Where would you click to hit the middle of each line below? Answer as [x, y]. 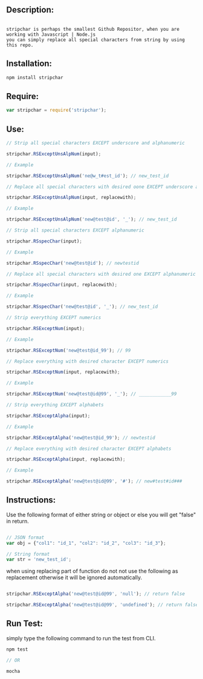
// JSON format [25, 538]
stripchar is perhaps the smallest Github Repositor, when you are [93, 29]
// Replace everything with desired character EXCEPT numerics [88, 361]
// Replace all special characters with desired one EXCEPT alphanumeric [101, 274]
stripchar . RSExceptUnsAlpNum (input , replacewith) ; [71, 198]
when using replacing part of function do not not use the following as [92, 571]
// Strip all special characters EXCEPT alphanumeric [76, 230]
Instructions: [31, 500]
